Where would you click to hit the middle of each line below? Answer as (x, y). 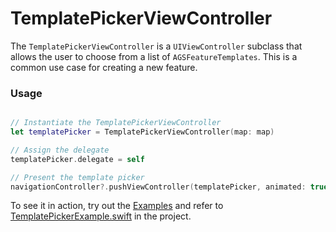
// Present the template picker (77, 177)
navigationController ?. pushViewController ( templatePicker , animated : (158, 187)
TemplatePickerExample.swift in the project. (101, 216)
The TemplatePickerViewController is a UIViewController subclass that (156, 46)
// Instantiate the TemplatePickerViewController (116, 123)
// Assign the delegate (60, 150)
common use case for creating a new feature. (104, 67)
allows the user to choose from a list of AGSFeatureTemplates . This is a (154, 56)
